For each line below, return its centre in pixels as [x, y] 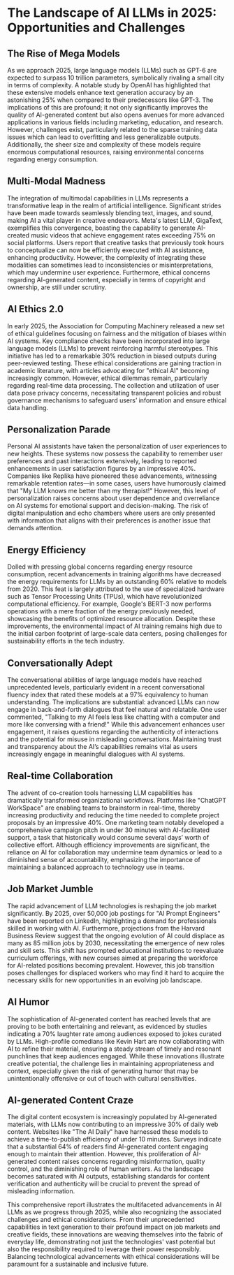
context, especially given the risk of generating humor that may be [103, 1071]
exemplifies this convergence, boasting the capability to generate [101, 228]
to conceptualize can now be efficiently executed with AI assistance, [106, 250]
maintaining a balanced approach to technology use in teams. [96, 867]
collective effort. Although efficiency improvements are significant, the [109, 845]
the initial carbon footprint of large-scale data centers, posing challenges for [117, 634]
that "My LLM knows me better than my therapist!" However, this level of [112, 491]
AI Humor [28, 1002]
